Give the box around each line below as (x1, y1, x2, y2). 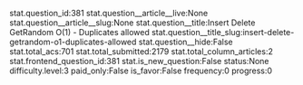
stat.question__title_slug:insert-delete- (151, 27, 295, 37)
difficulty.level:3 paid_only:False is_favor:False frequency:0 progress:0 (9, 65, 273, 76)
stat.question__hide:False (138, 36, 233, 47)
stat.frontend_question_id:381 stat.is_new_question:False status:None (9, 56, 269, 66)
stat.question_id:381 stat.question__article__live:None (9, 8, 209, 18)
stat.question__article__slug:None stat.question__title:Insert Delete (9, 17, 256, 28)
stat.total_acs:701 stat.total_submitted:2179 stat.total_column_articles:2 (9, 46, 274, 57)
